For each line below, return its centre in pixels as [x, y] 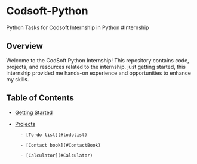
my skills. [18, 79]
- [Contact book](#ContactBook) [61, 145]
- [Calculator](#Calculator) [57, 156]
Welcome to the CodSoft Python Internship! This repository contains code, [98, 60]
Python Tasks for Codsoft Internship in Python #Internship [78, 27]
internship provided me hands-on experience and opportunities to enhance [98, 73]
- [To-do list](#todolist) [54, 135]
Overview [25, 46]
